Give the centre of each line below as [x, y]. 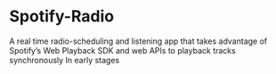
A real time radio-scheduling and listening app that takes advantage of [138, 41]
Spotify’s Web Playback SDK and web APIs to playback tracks [122, 50]
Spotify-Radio [61, 16]
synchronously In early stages [65, 60]
